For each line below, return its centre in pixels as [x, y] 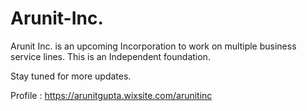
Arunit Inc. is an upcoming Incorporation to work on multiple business [153, 46]
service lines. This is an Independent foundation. [110, 56]
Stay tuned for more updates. [71, 76]
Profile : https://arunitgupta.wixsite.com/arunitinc [111, 95]
